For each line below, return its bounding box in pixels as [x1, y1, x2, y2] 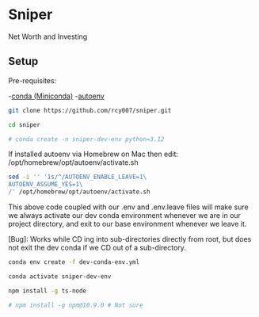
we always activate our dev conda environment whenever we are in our [8, 211, 242, 220]
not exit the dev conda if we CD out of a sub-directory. [8, 243, 186, 252]
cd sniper [8, 120, 41, 128]
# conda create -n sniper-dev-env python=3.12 [8, 135, 165, 143]
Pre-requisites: [8, 75, 57, 85]
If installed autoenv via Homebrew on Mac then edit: [8, 149, 179, 159]
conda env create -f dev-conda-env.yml [8, 258, 140, 266]
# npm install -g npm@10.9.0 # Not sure [8, 301, 144, 309]
